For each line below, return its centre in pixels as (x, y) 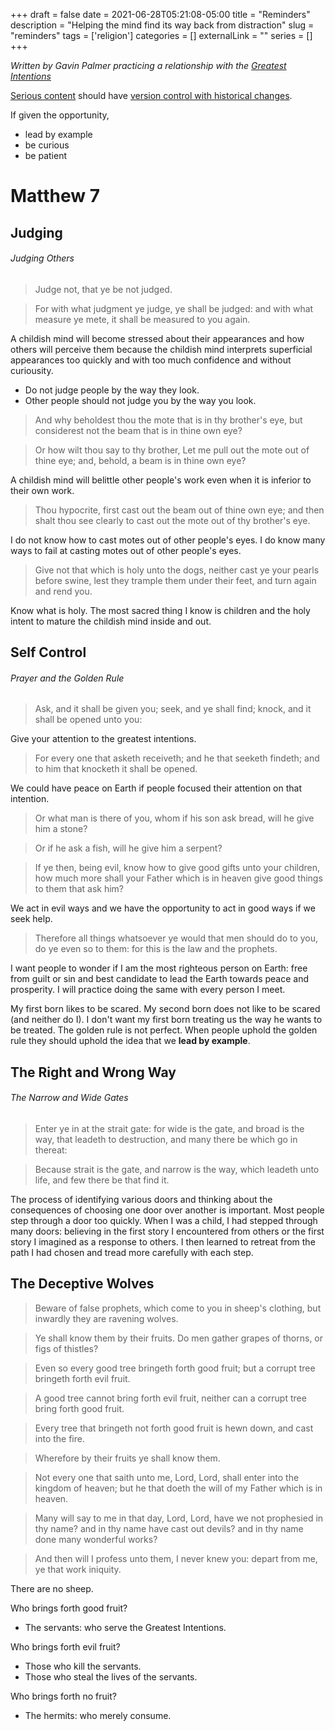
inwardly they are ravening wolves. (106, 1318)
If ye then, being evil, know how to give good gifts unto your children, (177, 868)
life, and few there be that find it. (102, 1180)
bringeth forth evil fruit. (82, 1378)
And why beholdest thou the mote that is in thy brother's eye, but (168, 420)
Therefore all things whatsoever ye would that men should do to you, (176, 938)
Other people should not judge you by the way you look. (140, 400)
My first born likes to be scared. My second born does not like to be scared (165, 1009)
